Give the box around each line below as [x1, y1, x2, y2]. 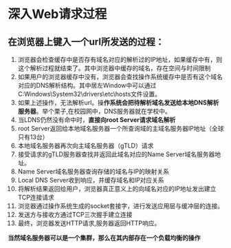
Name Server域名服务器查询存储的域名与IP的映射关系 [17, 167, 169, 176]
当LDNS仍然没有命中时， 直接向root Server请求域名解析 [17, 116, 176, 124]
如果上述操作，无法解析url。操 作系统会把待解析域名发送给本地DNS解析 [17, 99, 219, 107]
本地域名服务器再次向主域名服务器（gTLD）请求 [17, 142, 154, 149]
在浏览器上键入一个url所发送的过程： [8, 36, 164, 48]
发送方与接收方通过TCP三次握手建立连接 [17, 211, 133, 218]
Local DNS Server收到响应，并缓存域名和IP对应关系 [17, 176, 164, 184]
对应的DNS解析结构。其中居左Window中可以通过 [17, 81, 157, 90]
